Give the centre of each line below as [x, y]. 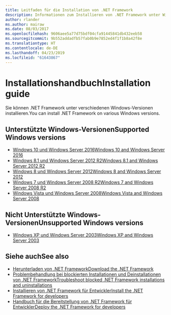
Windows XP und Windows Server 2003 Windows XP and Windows [83, 235]
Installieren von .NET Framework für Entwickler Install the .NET [78, 290]
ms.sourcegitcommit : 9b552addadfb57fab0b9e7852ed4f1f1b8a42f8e [74, 39]
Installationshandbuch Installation [78, 83]
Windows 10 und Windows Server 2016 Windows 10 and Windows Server [89, 150]
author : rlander [22, 19]
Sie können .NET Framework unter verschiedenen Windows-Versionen [79, 108]
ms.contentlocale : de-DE [32, 48]
